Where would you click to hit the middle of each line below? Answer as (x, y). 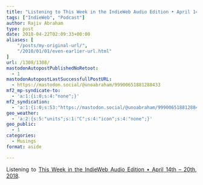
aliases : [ (20, 40)
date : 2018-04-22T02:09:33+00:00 (48, 34)
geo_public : (21, 125)
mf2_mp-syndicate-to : (34, 91)
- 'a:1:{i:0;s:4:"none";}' (46, 96)
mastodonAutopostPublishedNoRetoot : (52, 68)
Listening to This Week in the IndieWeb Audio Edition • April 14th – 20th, (101, 169)
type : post (20, 29)
